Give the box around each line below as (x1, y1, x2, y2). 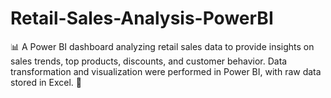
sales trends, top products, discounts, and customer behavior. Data (10, 55, 288, 67)
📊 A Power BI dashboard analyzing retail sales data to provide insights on (10, 40, 315, 52)
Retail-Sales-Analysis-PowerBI (10, 7, 274, 30)
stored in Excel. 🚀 (10, 76, 82, 88)
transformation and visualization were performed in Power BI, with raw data (10, 65, 322, 77)
